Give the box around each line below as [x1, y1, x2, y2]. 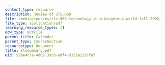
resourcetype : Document [5, 43, 54, 48]
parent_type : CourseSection [5, 39, 63, 44]
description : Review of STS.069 [5, 12, 71, 17]
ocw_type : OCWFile [5, 30, 43, 35]
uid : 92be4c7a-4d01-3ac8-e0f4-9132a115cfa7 [5, 52, 96, 58]
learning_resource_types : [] [5, 25, 65, 30]
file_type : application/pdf [5, 21, 63, 26]
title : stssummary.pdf [5, 48, 52, 53]
